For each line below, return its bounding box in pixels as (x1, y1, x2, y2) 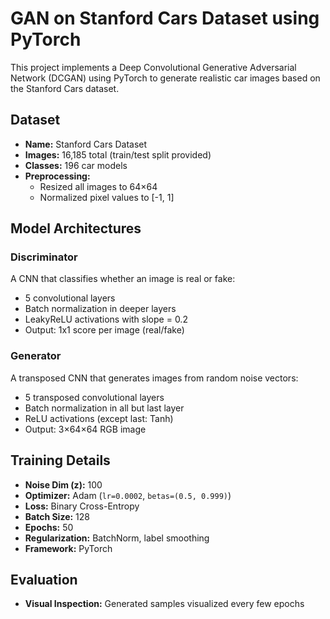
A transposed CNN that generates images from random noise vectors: (10, 372, 299, 384)
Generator (10, 349, 62, 363)
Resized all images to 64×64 (39, 180, 158, 192)
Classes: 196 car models (24, 159, 128, 171)
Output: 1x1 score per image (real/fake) (24, 324, 185, 336)
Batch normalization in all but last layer (24, 402, 185, 414)
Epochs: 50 (24, 521, 74, 533)
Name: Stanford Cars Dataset (24, 138, 148, 150)
